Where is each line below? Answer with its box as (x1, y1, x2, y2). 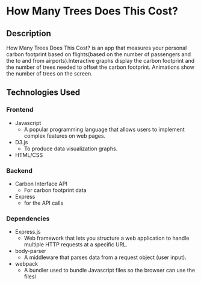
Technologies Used (6, 88, 80, 98)
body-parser (14, 248, 46, 255)
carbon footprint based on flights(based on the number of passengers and (6, 51, 191, 58)
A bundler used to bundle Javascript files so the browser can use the (23, 267, 196, 274)
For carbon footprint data (23, 186, 87, 194)
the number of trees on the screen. (6, 70, 93, 77)
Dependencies (6, 214, 50, 223)
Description (6, 28, 51, 39)
